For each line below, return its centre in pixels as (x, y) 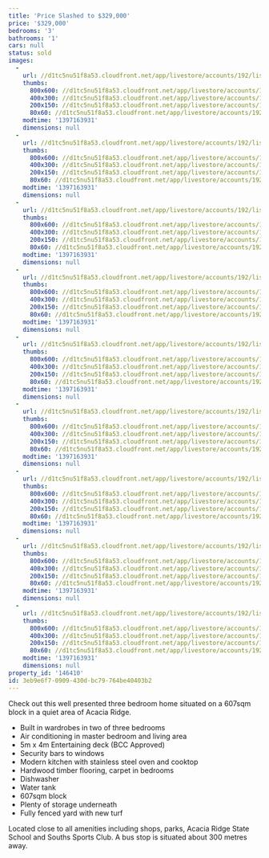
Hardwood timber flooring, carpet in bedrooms (97, 770)
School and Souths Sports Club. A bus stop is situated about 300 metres (128, 837)
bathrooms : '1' (34, 38)
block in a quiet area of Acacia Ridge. (70, 712)
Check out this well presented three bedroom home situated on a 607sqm (130, 703)
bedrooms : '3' (32, 31)
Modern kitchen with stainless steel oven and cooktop (109, 762)
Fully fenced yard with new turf (71, 813)
